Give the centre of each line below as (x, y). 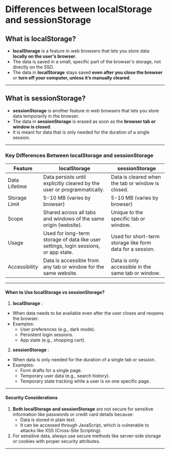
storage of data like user (72, 240)
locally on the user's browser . (45, 56)
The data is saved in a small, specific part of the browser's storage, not (87, 61)
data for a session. (133, 249)
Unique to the (127, 213)
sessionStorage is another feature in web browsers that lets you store (86, 110)
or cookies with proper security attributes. (56, 441)
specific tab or (128, 219)
